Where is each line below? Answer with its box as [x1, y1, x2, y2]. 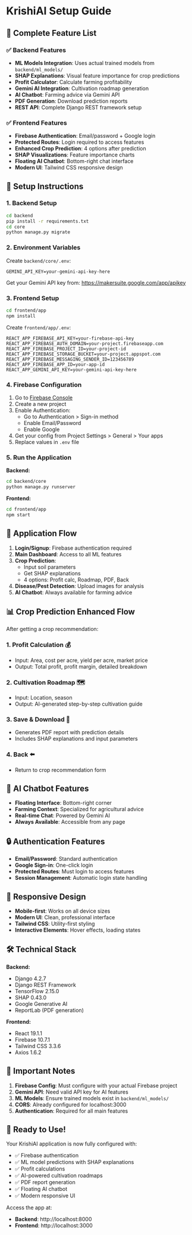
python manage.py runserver [6, 484, 76, 490]
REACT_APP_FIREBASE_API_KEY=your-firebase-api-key [6, 335, 134, 341]
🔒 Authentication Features [6, 836, 105, 846]
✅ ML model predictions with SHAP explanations [14, 1159, 134, 1166]
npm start [6, 512, 31, 518]
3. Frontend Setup [6, 294, 59, 302]
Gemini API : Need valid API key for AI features [14, 1088, 129, 1095]
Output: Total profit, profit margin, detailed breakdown [14, 663, 147, 670]
